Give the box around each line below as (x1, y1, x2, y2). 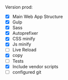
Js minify (12, 41, 31, 47)
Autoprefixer (12, 30, 38, 36)
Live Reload (12, 47, 37, 53)
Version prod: (5, 4, 33, 10)
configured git (12, 69, 42, 75)
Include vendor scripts (12, 63, 59, 69)
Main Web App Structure (12, 14, 63, 19)
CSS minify (12, 36, 36, 42)
